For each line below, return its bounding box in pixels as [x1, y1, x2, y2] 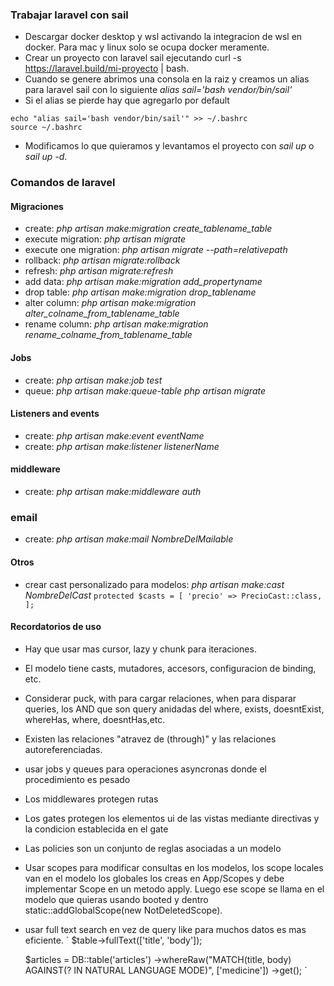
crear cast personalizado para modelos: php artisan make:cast [24, 578, 285, 590]
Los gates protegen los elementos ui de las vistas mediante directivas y [24, 812, 320, 824]
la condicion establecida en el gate [24, 823, 169, 835]
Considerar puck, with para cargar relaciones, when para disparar [24, 692, 297, 704]
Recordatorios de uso [10, 621, 102, 633]
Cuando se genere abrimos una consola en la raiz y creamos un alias [24, 73, 310, 85]
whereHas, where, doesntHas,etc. [24, 713, 166, 725]
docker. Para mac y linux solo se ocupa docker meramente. [24, 41, 270, 53]
